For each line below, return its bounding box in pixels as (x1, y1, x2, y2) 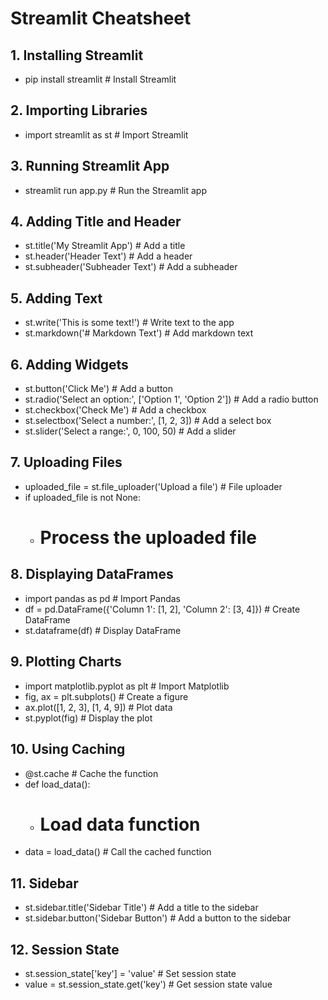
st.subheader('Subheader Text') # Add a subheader (24, 261, 238, 273)
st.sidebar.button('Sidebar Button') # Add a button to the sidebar (24, 912, 292, 924)
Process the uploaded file (39, 527, 258, 549)
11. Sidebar (10, 875, 79, 892)
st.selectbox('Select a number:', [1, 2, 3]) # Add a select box (24, 415, 272, 427)
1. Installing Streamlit (10, 47, 144, 64)
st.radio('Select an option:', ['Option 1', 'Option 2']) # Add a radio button (24, 393, 319, 406)
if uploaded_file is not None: (24, 491, 142, 503)
